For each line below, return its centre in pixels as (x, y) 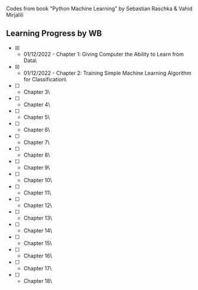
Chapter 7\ (37, 142)
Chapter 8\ (37, 155)
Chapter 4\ (37, 104)
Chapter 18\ (38, 281)
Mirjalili (15, 15)
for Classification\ (45, 79)
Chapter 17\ (38, 268)
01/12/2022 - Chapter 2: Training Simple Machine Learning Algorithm (107, 73)
